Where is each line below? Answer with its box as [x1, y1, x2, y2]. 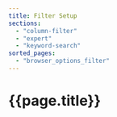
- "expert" [15, 34, 52, 43]
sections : [8, 19, 42, 27]
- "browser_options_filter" [15, 57, 111, 65]
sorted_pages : [8, 49, 56, 57]
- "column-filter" [15, 27, 78, 35]
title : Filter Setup [8, 11, 78, 20]
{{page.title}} [8, 92, 101, 110]
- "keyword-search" [15, 42, 81, 50]
